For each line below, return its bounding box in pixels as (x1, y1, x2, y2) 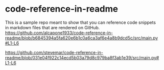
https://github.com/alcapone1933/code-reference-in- (5, 30, 113, 35)
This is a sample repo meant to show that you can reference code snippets (5, 19, 156, 25)
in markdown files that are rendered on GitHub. (5, 24, 100, 30)
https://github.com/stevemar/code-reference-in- (5, 50, 104, 55)
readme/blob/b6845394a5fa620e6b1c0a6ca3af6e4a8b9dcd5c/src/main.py (5, 35, 158, 41)
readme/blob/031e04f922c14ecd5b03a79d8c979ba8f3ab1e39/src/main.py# (5, 54, 159, 60)
